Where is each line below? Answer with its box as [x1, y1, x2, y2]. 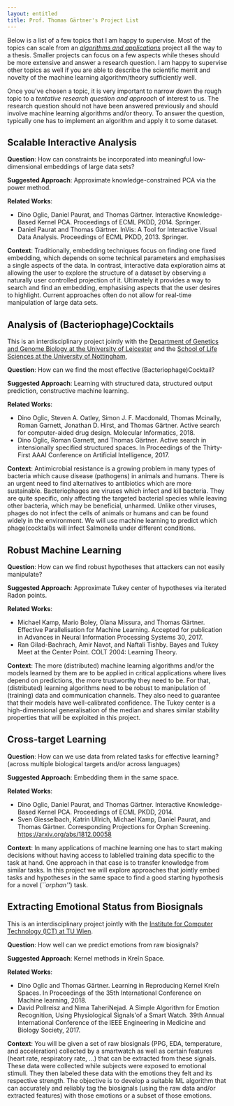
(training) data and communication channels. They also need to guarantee [7, 691, 221, 699]
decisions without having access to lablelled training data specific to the [7, 851, 215, 859]
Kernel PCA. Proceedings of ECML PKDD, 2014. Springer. [37, 218, 202, 227]
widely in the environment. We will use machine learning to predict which [7, 517, 218, 525]
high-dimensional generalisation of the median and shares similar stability [7, 705, 220, 714]
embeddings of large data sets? [43, 162, 135, 171]
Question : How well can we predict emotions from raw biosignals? [7, 940, 199, 949]
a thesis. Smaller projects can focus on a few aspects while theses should [7, 50, 220, 59]
